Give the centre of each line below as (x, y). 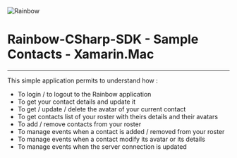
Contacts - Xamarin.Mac (81, 55)
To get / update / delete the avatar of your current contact (102, 109)
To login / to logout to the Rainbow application (84, 94)
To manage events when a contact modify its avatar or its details (111, 139)
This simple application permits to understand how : (83, 80)
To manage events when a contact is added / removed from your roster (121, 131)
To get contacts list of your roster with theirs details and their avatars (118, 116)
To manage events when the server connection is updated (102, 146)
